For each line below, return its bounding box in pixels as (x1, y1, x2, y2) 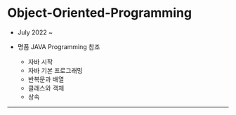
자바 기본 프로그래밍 (27, 66, 83, 74)
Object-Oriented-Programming (7, 5, 192, 21)
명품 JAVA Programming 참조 (17, 42, 100, 50)
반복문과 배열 (27, 75, 65, 83)
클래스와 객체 (27, 83, 65, 92)
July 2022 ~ (17, 28, 53, 36)
